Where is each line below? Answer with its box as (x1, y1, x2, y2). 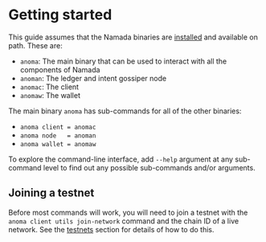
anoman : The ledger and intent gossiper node (19, 73, 167, 83)
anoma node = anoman (19, 131, 96, 140)
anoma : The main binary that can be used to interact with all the (19, 56, 227, 66)
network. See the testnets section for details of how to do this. (8, 224, 215, 234)
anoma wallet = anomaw (19, 140, 96, 148)
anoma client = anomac (19, 123, 96, 131)
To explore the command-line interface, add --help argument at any (8, 154, 234, 164)
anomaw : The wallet (19, 90, 80, 100)
